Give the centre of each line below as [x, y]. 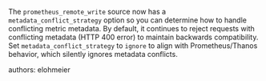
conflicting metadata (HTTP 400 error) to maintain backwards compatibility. [133, 37]
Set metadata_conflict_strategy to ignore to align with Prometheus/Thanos [133, 46]
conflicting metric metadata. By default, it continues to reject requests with [131, 28]
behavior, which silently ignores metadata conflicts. [93, 54]
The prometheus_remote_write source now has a [87, 12]
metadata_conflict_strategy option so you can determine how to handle [127, 20]
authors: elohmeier [39, 70]
